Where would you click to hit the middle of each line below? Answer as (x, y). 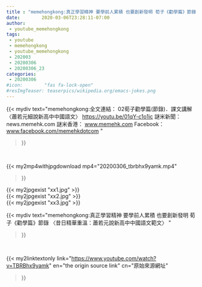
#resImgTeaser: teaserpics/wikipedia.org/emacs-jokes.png (81, 91)
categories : (21, 74)
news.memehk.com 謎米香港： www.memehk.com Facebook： (86, 124)
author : (16, 23)
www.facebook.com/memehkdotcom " (55, 130)
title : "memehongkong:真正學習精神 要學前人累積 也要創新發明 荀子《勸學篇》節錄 (101, 12)
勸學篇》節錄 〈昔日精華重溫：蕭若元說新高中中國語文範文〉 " (94, 223)
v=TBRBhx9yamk (28, 265)
